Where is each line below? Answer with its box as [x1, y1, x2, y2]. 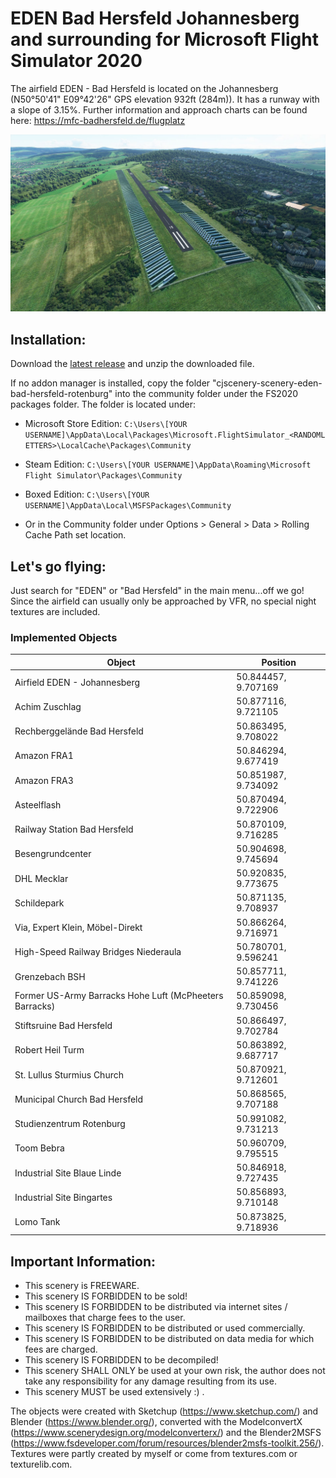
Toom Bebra [14, 1142, 65, 1154]
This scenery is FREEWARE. [24, 1279, 140, 1291]
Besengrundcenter [14, 848, 92, 860]
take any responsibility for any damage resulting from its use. [24, 1375, 277, 1387]
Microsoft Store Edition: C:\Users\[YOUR [24, 418, 188, 430]
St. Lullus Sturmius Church [14, 1068, 124, 1081]
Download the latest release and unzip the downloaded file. [10, 358, 255, 370]
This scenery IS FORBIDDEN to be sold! [24, 1290, 188, 1302]
